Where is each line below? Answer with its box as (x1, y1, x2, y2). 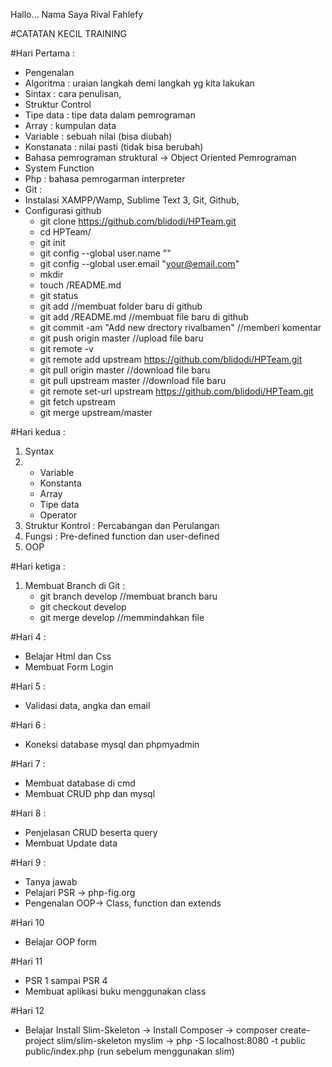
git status (39, 290, 79, 301)
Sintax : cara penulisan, (24, 88, 122, 99)
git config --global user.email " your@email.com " (39, 258, 240, 269)
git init (39, 237, 66, 248)
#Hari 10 (10, 917, 45, 928)
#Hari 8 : (10, 807, 47, 819)
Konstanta (39, 477, 82, 489)
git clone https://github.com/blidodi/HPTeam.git (39, 215, 237, 227)
